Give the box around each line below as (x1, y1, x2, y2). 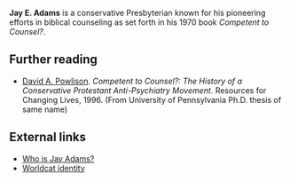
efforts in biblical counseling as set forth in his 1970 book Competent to (9, 17, 270, 28)
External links (9, 130, 87, 145)
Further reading (9, 52, 98, 67)
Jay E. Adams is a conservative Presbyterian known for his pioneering (9, 8, 266, 18)
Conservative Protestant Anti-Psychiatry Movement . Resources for (21, 84, 267, 96)
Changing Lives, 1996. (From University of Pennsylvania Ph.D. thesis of (21, 94, 282, 105)
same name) (21, 104, 68, 115)
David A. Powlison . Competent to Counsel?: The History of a (21, 75, 242, 86)
